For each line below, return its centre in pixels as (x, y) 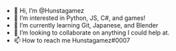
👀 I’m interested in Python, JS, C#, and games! (79, 18)
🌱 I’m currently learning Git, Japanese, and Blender (86, 25)
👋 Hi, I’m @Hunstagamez (49, 11)
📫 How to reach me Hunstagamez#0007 (72, 40)
